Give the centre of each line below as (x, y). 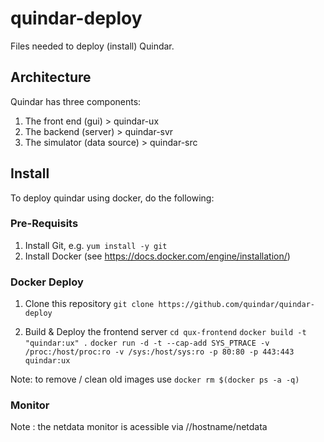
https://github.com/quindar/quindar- (236, 305)
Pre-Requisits (44, 224)
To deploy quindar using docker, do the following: (112, 198)
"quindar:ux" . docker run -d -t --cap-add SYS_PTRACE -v (147, 343)
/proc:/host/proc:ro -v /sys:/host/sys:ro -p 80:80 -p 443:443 (159, 352)
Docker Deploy (47, 282)
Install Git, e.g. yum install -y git (96, 245)
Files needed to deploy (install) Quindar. (92, 46)
